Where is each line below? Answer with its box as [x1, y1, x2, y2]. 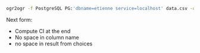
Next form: [6, 16, 33, 23]
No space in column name [14, 34, 79, 41]
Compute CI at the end [14, 27, 71, 35]
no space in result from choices [14, 40, 93, 47]
